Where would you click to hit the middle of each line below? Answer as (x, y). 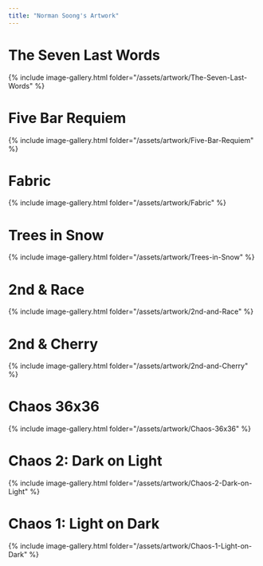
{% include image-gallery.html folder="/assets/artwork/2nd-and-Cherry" (128, 366)
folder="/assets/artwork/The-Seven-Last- (178, 77)
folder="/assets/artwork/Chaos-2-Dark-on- (181, 483)
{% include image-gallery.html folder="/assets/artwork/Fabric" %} (118, 203)
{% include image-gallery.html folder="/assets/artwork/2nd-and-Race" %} (131, 311)
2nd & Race (47, 289)
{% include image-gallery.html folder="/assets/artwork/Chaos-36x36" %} (130, 429)
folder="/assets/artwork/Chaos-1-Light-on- (181, 546)
